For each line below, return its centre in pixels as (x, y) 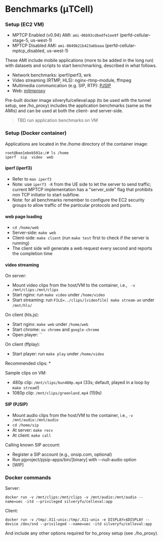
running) (21, 243)
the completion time (32, 254)
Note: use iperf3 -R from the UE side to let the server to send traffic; (82, 184)
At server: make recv (33, 430)
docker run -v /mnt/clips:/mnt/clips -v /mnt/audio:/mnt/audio (71, 497)
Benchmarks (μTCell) (49, 9)
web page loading (24, 216)
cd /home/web (25, 228)
